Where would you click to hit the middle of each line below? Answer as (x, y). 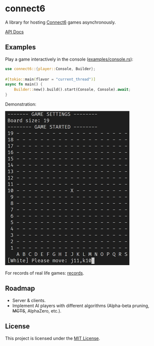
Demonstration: (21, 104)
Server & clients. (29, 300)
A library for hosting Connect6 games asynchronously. (61, 22)
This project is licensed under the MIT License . (53, 338)
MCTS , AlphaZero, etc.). (37, 311)
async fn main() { (24, 84)
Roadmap (20, 289)
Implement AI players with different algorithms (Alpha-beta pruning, (81, 306)
